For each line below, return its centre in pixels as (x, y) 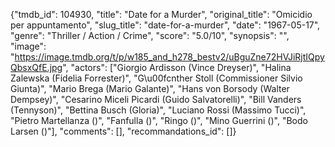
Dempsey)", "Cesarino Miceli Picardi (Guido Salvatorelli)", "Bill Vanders (156, 99)
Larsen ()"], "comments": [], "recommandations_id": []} (123, 131)
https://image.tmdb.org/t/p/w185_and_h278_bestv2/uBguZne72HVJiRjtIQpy (169, 57)
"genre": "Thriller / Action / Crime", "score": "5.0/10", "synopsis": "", (150, 35)
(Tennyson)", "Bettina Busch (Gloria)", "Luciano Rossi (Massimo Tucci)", (158, 110)
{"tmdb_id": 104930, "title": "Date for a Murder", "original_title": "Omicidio (161, 14)
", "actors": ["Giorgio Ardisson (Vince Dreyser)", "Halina (177, 67)
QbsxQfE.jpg (36, 67)
